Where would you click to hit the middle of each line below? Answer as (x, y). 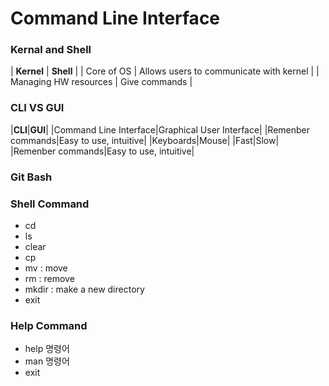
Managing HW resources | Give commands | (101, 82)
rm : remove (49, 278)
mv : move (46, 268)
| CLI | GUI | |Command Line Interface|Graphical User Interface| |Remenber (160, 129)
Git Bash (31, 177)
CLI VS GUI (37, 108)
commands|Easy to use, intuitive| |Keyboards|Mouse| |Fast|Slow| (145, 140)
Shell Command (50, 204)
